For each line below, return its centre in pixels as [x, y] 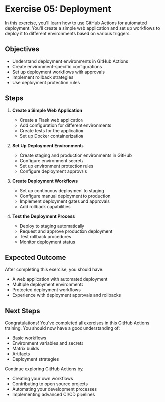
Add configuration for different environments [66, 125]
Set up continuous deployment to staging [62, 190]
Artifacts [21, 354]
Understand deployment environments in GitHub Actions [70, 61]
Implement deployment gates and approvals [65, 201]
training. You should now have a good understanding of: [63, 328]
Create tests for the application [51, 130]
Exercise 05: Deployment [58, 9]
